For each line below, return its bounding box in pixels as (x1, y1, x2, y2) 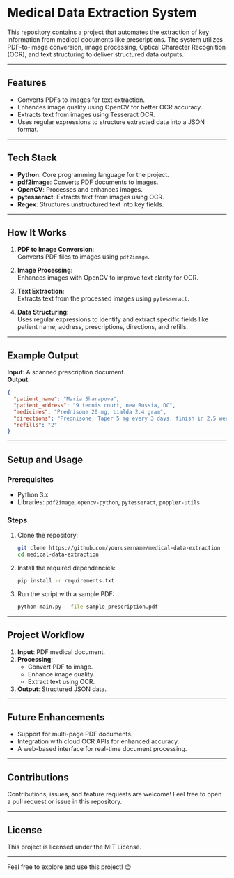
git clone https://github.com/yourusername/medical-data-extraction (17, 545, 221, 552)
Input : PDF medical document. (17, 647, 106, 656)
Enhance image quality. (27, 669, 95, 678)
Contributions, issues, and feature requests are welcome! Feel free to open (7, 790, 222, 798)
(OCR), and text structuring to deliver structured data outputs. (7, 50, 185, 59)
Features (7, 77, 47, 89)
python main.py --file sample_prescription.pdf (17, 603, 158, 610)
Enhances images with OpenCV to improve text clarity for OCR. (17, 273, 198, 282)
